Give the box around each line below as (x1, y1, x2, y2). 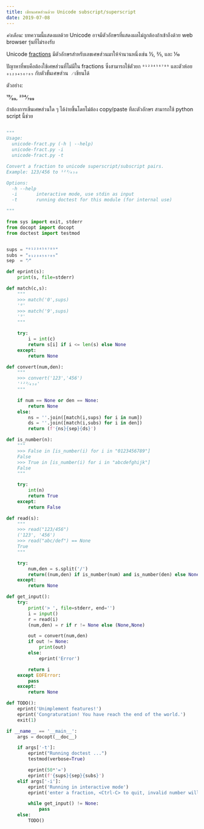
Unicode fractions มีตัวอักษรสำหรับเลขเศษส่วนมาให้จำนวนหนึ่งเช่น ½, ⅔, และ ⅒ (6, 50, 180, 58)
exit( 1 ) (17, 717, 36, 723)
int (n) (28, 487, 45, 493)
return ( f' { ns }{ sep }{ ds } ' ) (28, 426, 97, 432)
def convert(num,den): (6, 364, 64, 370)
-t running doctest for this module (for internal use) (12, 197, 172, 203)
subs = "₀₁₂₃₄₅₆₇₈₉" (6, 252, 59, 258)
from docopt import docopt (6, 224, 75, 231)
